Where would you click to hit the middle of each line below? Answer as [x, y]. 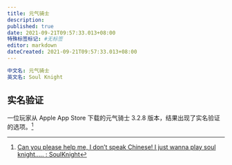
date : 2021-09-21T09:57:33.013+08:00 [61, 33]
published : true [30, 26]
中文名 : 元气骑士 [28, 70]
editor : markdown [32, 45]
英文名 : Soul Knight [35, 77]
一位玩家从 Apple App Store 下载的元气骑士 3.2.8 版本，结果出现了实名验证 [114, 118]
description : [26, 20]
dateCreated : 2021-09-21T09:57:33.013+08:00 [72, 52]
